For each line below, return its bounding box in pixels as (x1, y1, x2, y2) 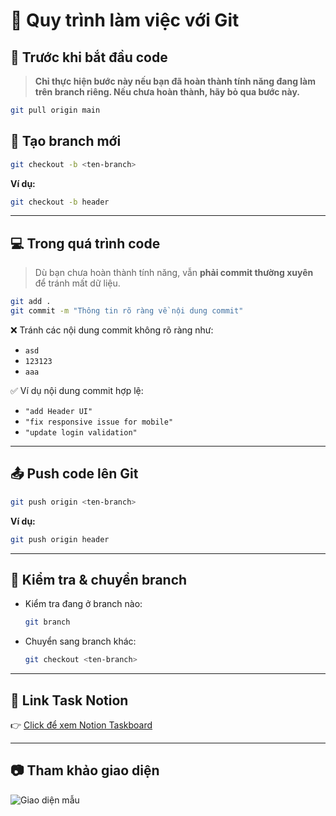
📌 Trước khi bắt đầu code (10, 49, 168, 66)
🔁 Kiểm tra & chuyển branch (10, 571, 188, 588)
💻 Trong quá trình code (10, 235, 161, 252)
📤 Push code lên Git (10, 465, 139, 483)
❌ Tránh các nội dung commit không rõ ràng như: (10, 324, 214, 336)
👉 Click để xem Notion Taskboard (10, 719, 153, 731)
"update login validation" (24, 428, 138, 438)
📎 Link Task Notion (10, 692, 129, 709)
